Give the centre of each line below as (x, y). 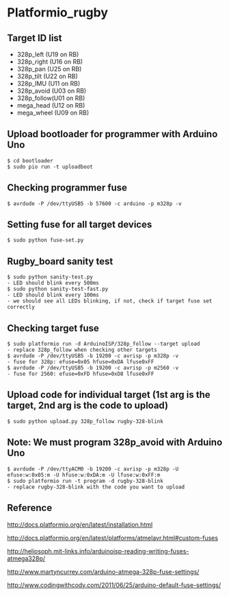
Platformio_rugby (57, 13)
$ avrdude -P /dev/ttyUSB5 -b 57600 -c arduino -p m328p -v (95, 204)
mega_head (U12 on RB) (51, 105)
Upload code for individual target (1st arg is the (109, 395)
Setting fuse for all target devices (80, 225)
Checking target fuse (53, 328)
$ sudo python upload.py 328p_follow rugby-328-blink (85, 421)
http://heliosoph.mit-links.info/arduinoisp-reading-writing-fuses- (98, 551)
